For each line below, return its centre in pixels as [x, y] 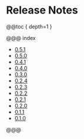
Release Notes [42, 10]
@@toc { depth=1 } [29, 27]
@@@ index [21, 38]
